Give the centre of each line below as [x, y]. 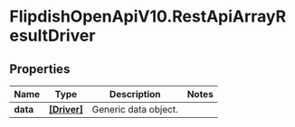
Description [135, 94]
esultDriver [52, 36]
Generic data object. [135, 109]
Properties [40, 69]
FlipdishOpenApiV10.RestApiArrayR [148, 17]
